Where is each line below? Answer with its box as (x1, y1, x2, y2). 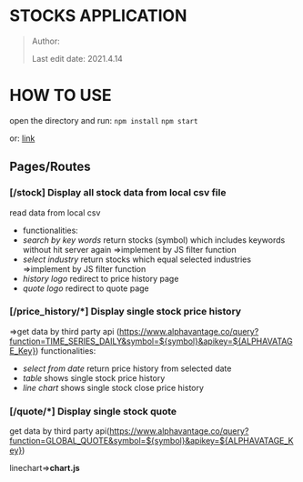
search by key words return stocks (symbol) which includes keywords (22, 234, 286, 246)
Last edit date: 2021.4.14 (31, 53, 123, 64)
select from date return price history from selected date (22, 363, 232, 374)
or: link (9, 133, 35, 144)
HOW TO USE (9, 85, 112, 105)
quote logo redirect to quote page (22, 283, 149, 294)
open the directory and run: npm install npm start (9, 115, 198, 126)
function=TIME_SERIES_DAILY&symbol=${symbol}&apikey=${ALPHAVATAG (9, 336, 293, 346)
